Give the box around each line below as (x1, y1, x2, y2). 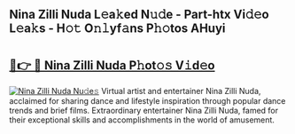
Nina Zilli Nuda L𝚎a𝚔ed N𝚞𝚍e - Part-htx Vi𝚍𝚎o (9, 7, 269, 22)
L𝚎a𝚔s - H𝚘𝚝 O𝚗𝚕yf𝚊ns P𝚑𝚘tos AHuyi (9, 21, 226, 36)
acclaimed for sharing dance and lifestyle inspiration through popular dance (9, 96, 286, 106)
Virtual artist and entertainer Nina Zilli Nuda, (101, 86, 261, 96)
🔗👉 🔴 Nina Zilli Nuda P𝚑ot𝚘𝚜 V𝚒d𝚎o (9, 58, 215, 73)
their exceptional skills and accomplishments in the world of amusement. (9, 114, 275, 125)
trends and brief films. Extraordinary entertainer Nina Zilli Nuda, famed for (9, 106, 279, 115)
